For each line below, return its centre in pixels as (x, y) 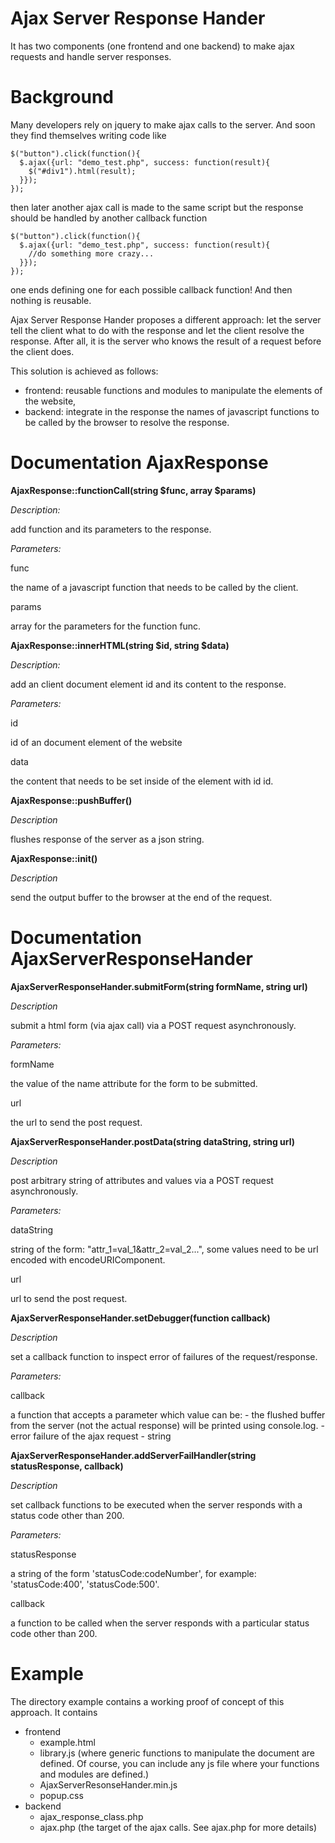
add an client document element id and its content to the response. (148, 684)
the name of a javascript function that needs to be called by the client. (154, 587)
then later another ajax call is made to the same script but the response (157, 207)
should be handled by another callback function (109, 218)
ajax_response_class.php (91, 1816)
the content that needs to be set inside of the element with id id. (142, 781)
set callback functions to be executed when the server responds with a (156, 1504)
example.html (67, 1742)
